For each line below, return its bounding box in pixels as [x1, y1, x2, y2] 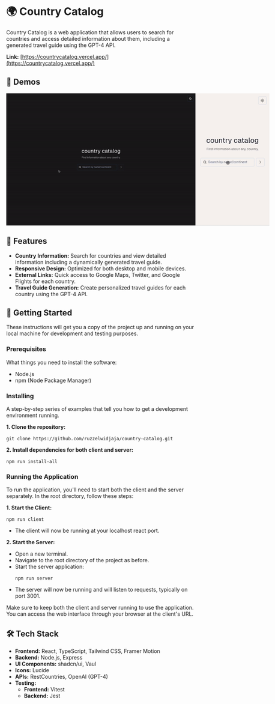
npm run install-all [6, 458, 58, 464]
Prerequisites [6, 345, 46, 353]
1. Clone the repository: [6, 423, 66, 430]
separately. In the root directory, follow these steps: [6, 493, 134, 500]
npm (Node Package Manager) [14, 377, 92, 384]
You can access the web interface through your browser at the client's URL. [6, 610, 194, 618]
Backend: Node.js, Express [14, 654, 83, 661]
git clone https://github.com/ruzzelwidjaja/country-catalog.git [6, 435, 173, 442]
